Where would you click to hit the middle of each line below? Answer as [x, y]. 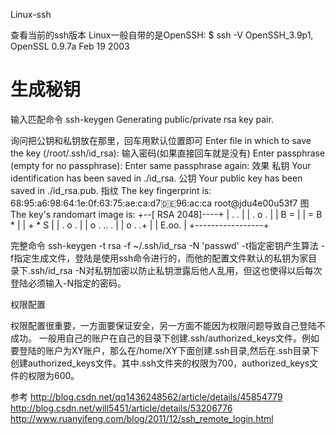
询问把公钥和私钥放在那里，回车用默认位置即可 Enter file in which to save [161, 140]
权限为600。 [53, 375]
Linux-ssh [31, 14]
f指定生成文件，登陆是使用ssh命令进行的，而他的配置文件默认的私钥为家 [159, 258]
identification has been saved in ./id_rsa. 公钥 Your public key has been [156, 178]
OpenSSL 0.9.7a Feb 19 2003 [70, 46]
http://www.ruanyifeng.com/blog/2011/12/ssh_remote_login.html [142, 418]
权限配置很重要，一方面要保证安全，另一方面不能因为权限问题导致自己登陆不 [168, 325]
